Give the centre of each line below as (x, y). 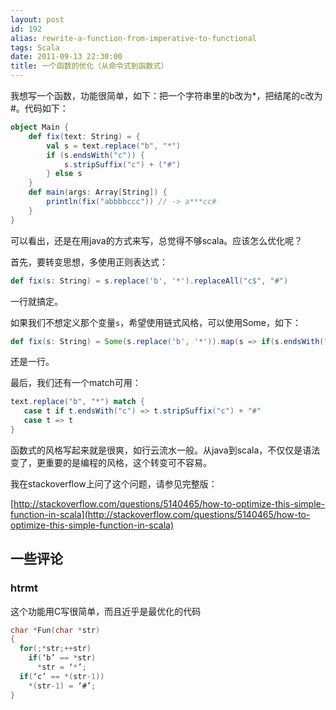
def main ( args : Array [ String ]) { (98, 192)
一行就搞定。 (36, 301)
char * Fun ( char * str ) (55, 630)
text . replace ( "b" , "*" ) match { (77, 402)
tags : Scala (35, 47)
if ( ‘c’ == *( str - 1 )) (62, 676)
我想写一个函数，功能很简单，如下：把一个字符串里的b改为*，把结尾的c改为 (166, 95)
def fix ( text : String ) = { (84, 136)
